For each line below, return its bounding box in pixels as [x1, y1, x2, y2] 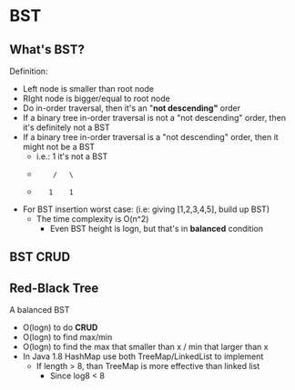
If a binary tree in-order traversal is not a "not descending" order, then [22, 113, 287, 123]
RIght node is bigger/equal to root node [22, 93, 170, 104]
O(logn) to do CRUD [22, 322, 98, 333]
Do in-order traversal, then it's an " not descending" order [22, 103, 241, 114]
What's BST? [9, 42, 85, 57]
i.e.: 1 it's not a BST [36, 151, 108, 162]
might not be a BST [22, 142, 96, 152]
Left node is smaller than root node [22, 84, 155, 94]
